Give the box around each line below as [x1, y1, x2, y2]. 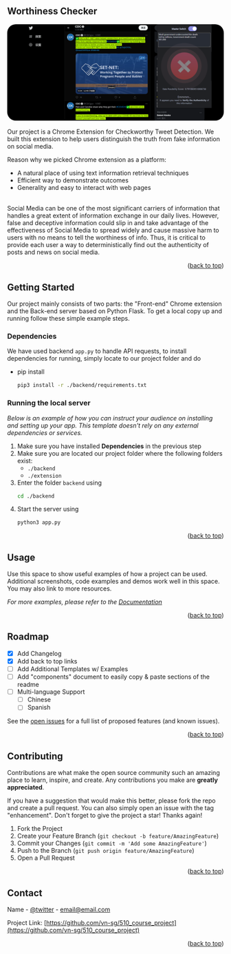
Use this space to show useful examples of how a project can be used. [7, 570, 208, 578]
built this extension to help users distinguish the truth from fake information [7, 135, 221, 143]
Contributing [7, 750, 63, 762]
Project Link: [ [7, 918, 47, 926]
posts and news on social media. [7, 248, 100, 257]
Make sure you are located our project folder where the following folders [16, 449, 223, 457]
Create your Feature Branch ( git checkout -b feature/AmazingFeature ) [16, 832, 219, 840]
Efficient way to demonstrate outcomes [16, 176, 129, 184]
